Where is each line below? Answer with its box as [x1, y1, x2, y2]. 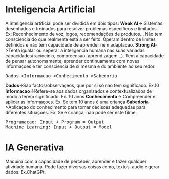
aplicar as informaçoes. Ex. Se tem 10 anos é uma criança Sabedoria [5, 99, 149, 105]
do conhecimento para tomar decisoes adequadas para [30, 104, 146, 110]
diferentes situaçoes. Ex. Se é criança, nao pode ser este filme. [5, 109, 137, 115]
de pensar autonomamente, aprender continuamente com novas [5, 58, 140, 64]
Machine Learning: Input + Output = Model [5, 124, 112, 130]
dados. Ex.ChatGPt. [5, 169, 46, 175]
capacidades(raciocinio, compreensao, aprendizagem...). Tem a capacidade [5, 52, 164, 59]
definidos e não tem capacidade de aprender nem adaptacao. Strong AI [5, 41, 156, 48]
